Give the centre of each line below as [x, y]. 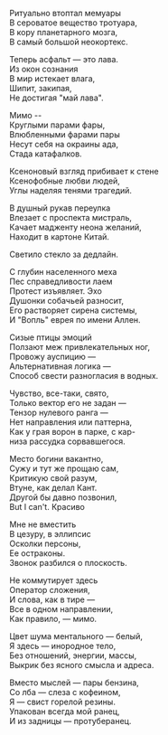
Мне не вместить [43, 524]
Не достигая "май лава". [56, 98]
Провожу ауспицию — [53, 357]
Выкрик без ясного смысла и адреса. [82, 665]
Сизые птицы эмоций [51, 337]
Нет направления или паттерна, [71, 422]
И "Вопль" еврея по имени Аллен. [75, 320]
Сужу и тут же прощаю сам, [64, 468]
